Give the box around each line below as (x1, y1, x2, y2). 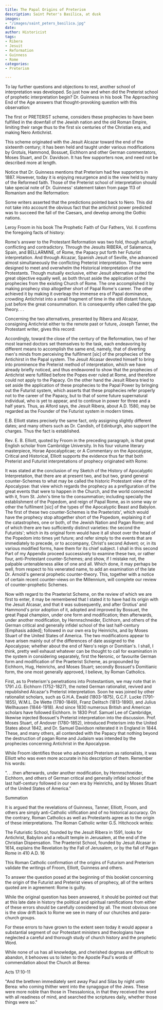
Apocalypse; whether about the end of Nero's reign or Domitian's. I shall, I (5, 643, 154, 649)
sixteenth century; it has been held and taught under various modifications (5, 144, 155, 150)
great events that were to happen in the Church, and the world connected (5, 488, 152, 494)
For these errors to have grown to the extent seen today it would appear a (5, 924, 153, 930)
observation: (5, 104, 31, 110)
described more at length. (5, 160, 57, 165)
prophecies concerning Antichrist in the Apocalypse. (5, 741, 111, 747)
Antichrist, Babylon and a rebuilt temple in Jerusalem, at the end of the (5, 835, 147, 840)
